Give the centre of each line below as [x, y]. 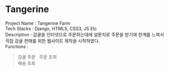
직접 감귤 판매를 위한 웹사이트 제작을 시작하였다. [53, 41]
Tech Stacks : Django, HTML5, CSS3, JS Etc [51, 28]
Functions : [17, 46]
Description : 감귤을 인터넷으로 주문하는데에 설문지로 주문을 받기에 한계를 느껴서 [85, 34]
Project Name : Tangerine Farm [38, 23]
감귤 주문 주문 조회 [37, 57]
